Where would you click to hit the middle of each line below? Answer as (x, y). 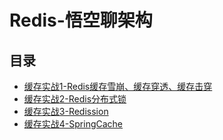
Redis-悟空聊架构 (81, 20)
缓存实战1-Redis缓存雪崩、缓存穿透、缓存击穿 (118, 86)
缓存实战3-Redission (66, 111)
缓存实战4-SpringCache (73, 124)
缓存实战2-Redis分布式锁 (75, 99)
